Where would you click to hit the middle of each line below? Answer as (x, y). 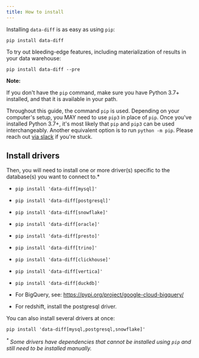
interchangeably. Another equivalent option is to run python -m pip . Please (100, 130)
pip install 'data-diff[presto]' (58, 236)
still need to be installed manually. (49, 348)
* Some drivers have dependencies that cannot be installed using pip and (99, 342)
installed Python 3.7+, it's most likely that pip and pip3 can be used (90, 124)
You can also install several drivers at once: (61, 318)
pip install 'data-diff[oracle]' (58, 225)
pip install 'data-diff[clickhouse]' (63, 260)
